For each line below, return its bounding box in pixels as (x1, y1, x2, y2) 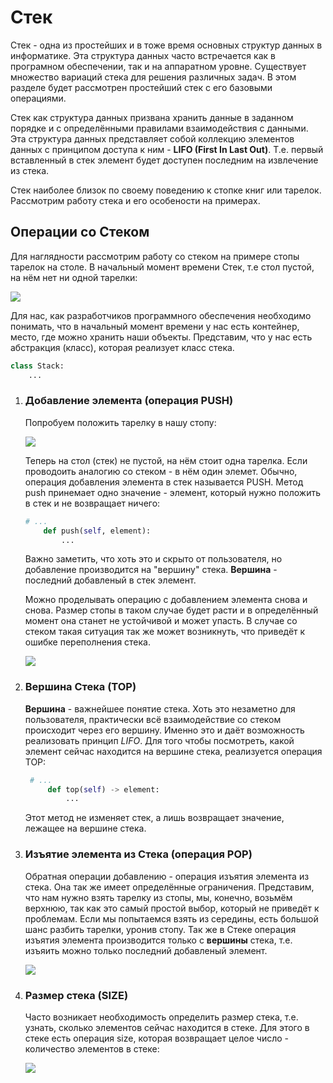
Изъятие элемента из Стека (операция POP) (24, 847, 253, 861)
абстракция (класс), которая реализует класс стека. (10, 341, 235, 353)
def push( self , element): (43, 526, 152, 536)
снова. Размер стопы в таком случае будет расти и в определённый (24, 604, 319, 616)
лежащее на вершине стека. (24, 822, 147, 835)
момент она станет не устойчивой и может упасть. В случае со (24, 615, 298, 627)
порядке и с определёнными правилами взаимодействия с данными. (10, 122, 309, 134)
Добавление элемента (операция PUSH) (24, 394, 234, 408)
